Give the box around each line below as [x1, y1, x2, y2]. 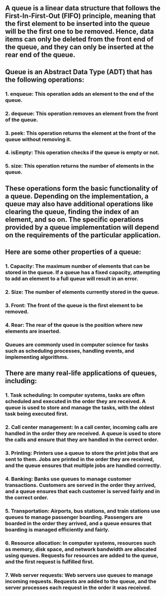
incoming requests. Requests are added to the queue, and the [5, 578, 157, 585]
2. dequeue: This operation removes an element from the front [5, 110, 159, 117]
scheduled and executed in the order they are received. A [5, 398, 146, 405]
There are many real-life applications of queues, [5, 369, 157, 378]
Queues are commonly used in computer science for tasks [5, 341, 149, 348]
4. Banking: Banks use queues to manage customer [5, 475, 131, 482]
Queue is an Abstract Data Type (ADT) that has [5, 67, 153, 76]
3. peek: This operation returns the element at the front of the [5, 130, 156, 137]
